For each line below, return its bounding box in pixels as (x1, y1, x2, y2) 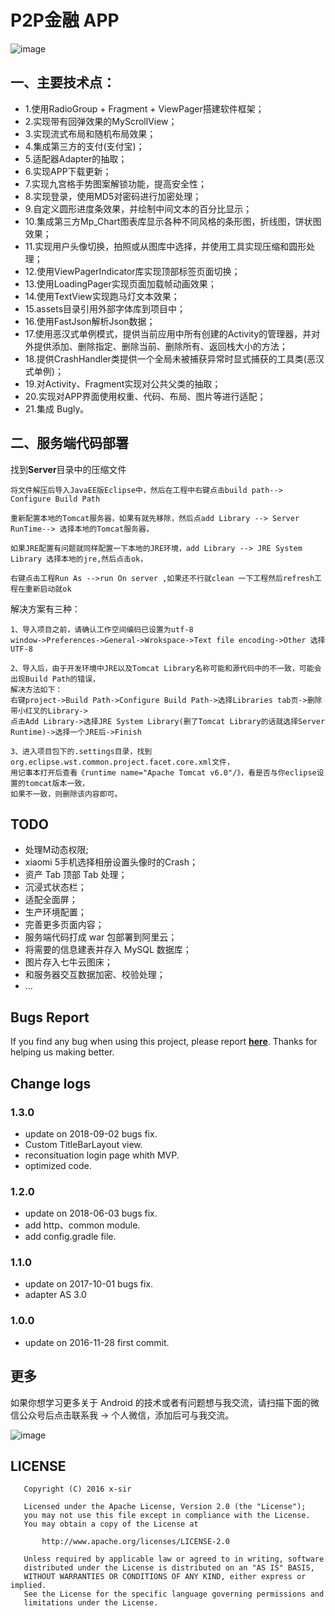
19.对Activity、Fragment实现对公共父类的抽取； (24, 377, 222, 390)
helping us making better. (10, 1046, 115, 1058)
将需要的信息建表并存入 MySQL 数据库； (24, 944, 192, 956)
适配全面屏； (24, 894, 78, 906)
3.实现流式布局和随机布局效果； (24, 127, 157, 140)
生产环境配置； (24, 906, 87, 918)
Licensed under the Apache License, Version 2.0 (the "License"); (23, 1502, 307, 1512)
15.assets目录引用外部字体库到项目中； (24, 302, 187, 315)
